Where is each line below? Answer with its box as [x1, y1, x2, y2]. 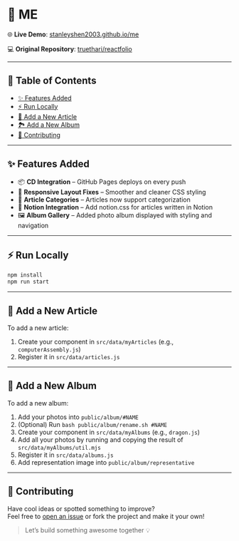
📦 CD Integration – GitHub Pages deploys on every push [17, 177, 186, 186]
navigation [17, 221, 49, 230]
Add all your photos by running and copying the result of [17, 435, 184, 444]
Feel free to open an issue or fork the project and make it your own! [7, 512, 205, 520]
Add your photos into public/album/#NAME [17, 413, 139, 421]
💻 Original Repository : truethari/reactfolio [7, 44, 133, 53]
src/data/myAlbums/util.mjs [17, 444, 101, 451]
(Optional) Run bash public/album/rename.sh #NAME [17, 420, 167, 428]
